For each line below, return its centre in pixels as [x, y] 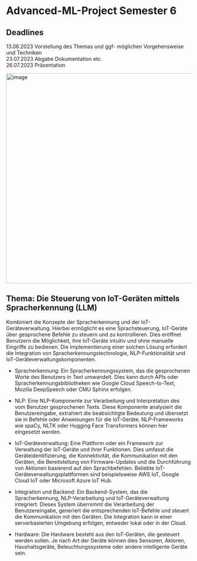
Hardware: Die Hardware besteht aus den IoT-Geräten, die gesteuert [97, 534]
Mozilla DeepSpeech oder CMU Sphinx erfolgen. [73, 389]
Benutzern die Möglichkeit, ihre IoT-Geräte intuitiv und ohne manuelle [90, 340]
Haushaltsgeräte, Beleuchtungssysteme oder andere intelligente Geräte [101, 546]
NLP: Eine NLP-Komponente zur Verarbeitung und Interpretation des [97, 401]
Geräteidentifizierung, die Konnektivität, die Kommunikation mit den [96, 456]
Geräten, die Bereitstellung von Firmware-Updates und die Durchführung [103, 461]
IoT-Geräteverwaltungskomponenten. [51, 359]
